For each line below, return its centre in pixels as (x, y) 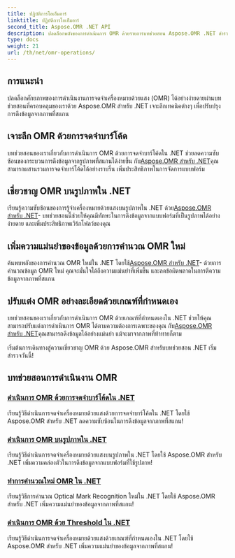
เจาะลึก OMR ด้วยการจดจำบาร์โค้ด (67, 136)
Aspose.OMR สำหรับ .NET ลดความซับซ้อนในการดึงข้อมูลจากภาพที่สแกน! (95, 421)
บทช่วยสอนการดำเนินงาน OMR (62, 378)
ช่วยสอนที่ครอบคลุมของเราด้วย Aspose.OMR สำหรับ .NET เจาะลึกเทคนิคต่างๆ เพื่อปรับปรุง (114, 106)
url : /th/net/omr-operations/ (51, 53)
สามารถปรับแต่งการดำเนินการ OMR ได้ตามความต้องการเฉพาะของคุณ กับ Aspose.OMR (110, 325)
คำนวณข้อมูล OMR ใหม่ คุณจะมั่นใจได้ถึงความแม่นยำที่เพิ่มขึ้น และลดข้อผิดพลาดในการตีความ (114, 271)
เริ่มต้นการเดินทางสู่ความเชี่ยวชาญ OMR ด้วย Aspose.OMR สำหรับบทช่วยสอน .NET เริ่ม (112, 348)
